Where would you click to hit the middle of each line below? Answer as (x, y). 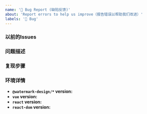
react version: (27, 102)
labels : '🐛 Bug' (22, 19)
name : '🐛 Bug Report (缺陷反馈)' (38, 10)
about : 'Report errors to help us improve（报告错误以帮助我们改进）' (74, 14)
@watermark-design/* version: (42, 91)
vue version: (25, 97)
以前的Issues (21, 37)
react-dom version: (31, 107)
